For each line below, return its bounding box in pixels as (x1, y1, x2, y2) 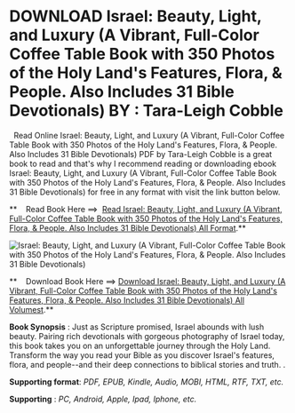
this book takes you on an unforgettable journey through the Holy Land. (9, 340, 271, 351)
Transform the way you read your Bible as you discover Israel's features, (9, 349, 275, 361)
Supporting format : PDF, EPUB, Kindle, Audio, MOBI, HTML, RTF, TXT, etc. (9, 376, 284, 387)
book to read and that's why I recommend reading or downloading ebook (9, 158, 277, 169)
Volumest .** (9, 304, 54, 314)
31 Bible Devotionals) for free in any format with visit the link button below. (9, 187, 281, 197)
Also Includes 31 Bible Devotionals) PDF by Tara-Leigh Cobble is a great (9, 148, 273, 159)
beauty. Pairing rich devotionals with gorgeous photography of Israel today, (9, 330, 285, 341)
